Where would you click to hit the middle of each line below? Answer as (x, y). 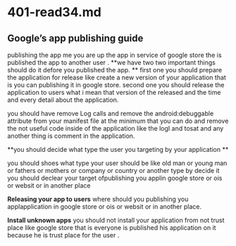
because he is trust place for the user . (63, 235)
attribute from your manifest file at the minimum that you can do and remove (118, 121)
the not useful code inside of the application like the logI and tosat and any (116, 128)
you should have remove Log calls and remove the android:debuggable (111, 114)
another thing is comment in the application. (71, 136)
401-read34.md (55, 12)
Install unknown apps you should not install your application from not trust (116, 220)
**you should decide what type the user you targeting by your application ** (118, 149)
